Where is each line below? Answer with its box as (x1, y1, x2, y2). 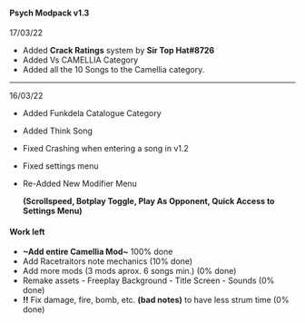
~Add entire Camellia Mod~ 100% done (22, 246, 173, 258)
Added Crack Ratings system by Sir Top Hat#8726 (22, 45, 215, 56)
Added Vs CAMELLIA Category (22, 54, 139, 65)
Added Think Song (22, 125, 93, 136)
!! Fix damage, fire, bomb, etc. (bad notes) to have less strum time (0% (22, 295, 290, 306)
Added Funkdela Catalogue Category (22, 108, 162, 119)
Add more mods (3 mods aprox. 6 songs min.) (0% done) (22, 266, 237, 277)
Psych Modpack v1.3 (9, 7, 90, 18)
